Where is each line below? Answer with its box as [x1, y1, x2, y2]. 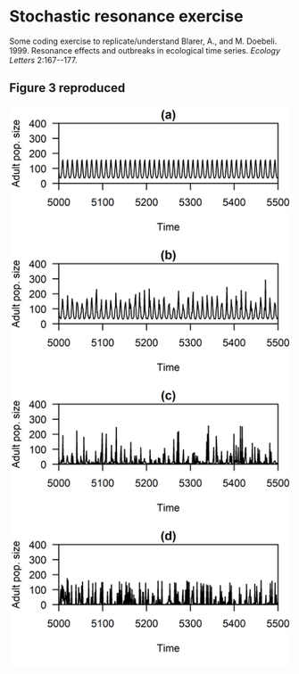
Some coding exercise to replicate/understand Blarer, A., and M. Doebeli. [9, 36, 278, 46]
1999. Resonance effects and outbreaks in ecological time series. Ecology [9, 45, 281, 55]
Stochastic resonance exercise [9, 6, 244, 27]
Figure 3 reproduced [9, 80, 126, 95]
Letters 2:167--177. [9, 54, 78, 65]
